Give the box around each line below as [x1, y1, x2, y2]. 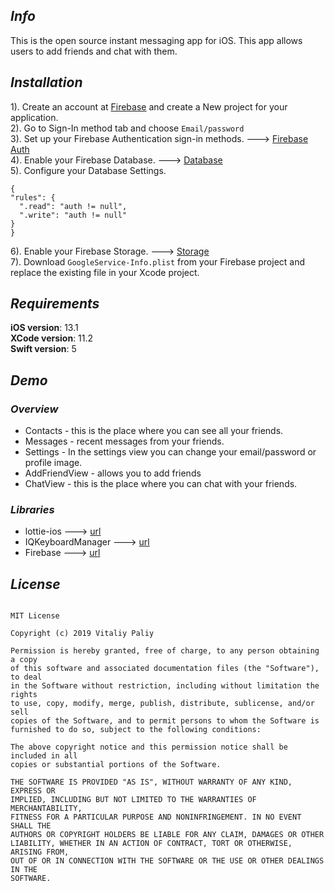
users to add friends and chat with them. [10, 45, 178, 57]
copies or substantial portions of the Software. [10, 760, 222, 770]
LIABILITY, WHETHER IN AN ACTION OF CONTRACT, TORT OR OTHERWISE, [10, 839, 293, 849]
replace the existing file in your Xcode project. [10, 266, 200, 278]
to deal [10, 672, 43, 683]
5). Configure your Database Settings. [10, 164, 167, 176]
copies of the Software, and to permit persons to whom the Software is [10, 716, 320, 726]
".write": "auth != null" [19, 210, 128, 220]
